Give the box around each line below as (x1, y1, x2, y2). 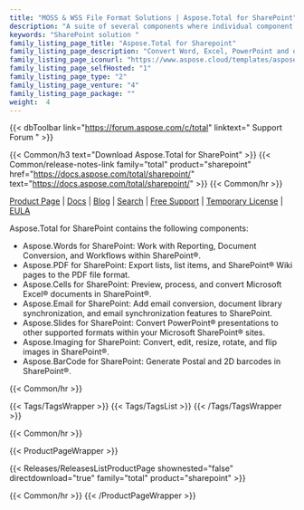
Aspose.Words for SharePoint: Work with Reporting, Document (22, 241, 257, 252)
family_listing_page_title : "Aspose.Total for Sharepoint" (9, 38, 237, 48)
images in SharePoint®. (22, 346, 110, 358)
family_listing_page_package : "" (9, 89, 136, 98)
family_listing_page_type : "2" (9, 72, 128, 82)
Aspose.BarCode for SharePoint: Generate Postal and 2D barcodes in (22, 356, 281, 367)
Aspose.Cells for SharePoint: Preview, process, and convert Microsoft (22, 279, 282, 290)
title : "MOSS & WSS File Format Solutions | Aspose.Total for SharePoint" (9, 13, 298, 23)
